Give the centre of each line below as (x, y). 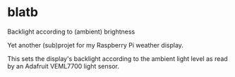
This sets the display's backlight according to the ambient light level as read (117, 58)
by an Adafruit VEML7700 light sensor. (64, 66)
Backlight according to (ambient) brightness (71, 31)
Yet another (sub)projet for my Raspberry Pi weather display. (95, 45)
